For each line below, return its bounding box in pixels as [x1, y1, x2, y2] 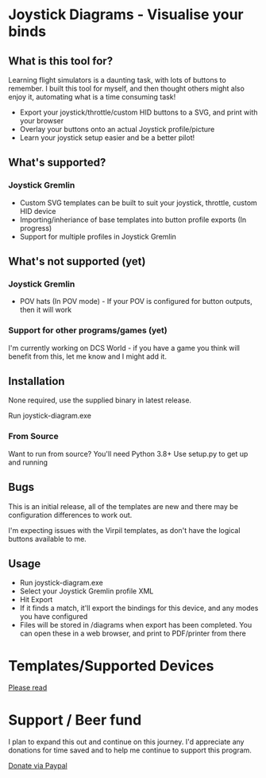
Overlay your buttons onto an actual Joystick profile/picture [19, 125, 215, 134]
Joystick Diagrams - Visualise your [8, 6, 244, 24]
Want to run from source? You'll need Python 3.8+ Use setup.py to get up [8, 449, 249, 458]
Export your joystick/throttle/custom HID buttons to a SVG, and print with [19, 107, 258, 117]
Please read [8, 683, 48, 693]
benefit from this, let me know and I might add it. [8, 352, 167, 361]
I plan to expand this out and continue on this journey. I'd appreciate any [8, 737, 245, 747]
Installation [8, 375, 65, 388]
